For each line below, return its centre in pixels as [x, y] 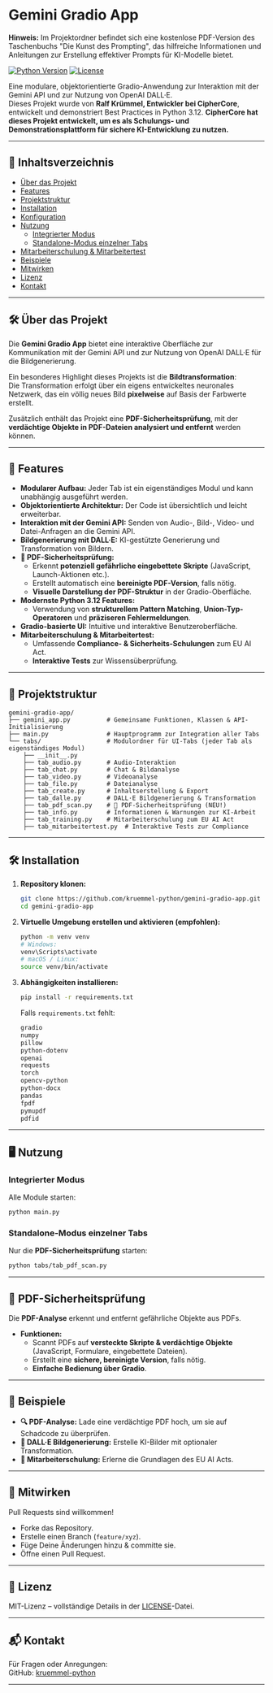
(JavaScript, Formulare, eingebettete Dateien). [110, 1351]
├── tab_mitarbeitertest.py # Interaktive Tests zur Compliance [136, 827]
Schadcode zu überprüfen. [65, 1433]
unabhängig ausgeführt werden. [74, 497]
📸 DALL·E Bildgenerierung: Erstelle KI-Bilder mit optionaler [119, 1442]
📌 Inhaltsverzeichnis [61, 163]
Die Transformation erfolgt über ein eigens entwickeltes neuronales [121, 385]
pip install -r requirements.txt [77, 997]
